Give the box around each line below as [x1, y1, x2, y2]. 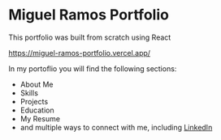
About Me [19, 79, 54, 89]
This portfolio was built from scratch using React [8, 32, 171, 42]
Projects [19, 96, 49, 106]
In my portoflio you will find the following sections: [8, 63, 177, 74]
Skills [19, 87, 39, 98]
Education [19, 105, 54, 115]
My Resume [19, 113, 61, 123]
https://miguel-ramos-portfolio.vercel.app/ [8, 48, 151, 57]
